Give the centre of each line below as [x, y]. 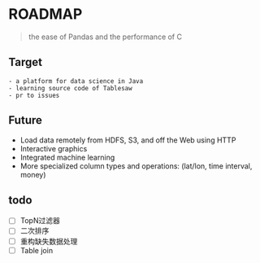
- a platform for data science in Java [76, 81]
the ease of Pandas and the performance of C [105, 37]
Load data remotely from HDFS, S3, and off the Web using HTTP [128, 140]
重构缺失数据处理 [49, 241]
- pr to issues [34, 95]
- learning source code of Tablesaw [70, 88]
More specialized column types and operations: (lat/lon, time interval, [136, 166]
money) [33, 174]
